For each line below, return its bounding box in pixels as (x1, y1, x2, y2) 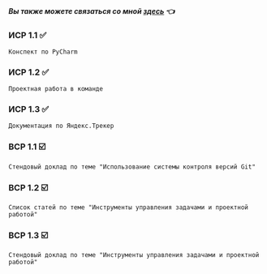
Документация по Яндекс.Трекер (8, 122, 114, 131)
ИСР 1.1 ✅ (8, 29, 47, 41)
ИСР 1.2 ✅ (8, 66, 50, 78)
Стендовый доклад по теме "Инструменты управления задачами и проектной (8, 251, 260, 259)
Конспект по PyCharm (8, 48, 79, 56)
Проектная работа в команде (8, 85, 104, 93)
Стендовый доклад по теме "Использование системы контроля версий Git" (8, 162, 256, 171)
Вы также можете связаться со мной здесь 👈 (8, 6, 175, 15)
